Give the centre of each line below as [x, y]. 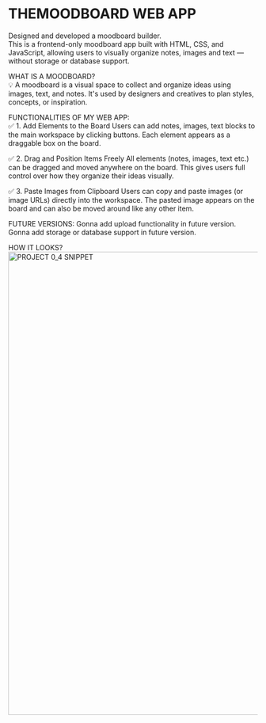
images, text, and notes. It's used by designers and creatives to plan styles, [131, 93]
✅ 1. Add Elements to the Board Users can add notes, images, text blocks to [132, 126]
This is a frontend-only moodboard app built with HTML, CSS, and [116, 44]
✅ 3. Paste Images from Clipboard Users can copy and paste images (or [126, 191]
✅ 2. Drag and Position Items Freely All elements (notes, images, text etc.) [129, 158]
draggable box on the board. [55, 143]
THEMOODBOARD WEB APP [102, 14]
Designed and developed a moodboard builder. [85, 36]
